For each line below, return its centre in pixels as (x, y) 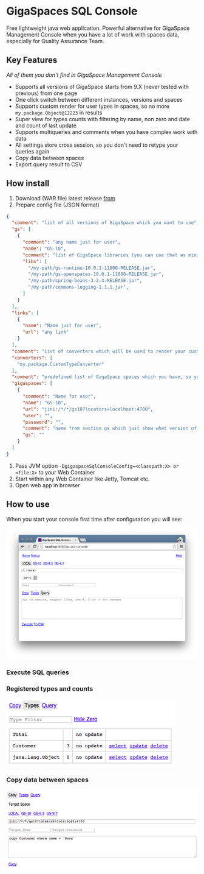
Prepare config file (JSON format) (57, 205)
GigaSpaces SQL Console (72, 11)
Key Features (32, 60)
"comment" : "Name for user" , (59, 396)
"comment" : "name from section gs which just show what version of (110, 428)
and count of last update (46, 125)
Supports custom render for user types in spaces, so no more (92, 106)
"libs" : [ (35, 261)
